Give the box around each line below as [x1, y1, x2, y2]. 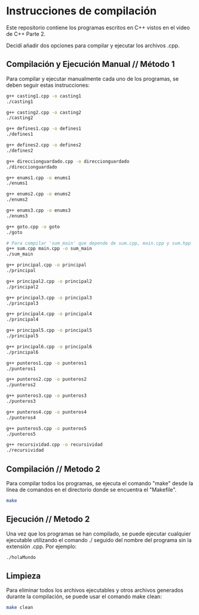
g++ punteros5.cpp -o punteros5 [6, 426, 87, 432]
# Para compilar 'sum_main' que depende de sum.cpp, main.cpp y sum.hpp [6, 240, 191, 246]
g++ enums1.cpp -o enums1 [6, 175, 71, 180]
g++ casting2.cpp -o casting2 [6, 109, 82, 115]
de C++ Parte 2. [6, 30, 46, 37]
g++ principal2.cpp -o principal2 [6, 278, 93, 284]
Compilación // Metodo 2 [6, 464, 100, 474]
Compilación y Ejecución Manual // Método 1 [6, 59, 175, 69]
